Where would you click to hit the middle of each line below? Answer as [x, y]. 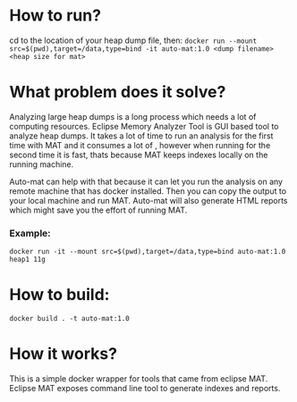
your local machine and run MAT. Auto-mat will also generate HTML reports [148, 200]
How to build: [59, 295]
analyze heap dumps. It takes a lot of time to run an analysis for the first [141, 136]
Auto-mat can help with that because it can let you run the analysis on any [146, 181]
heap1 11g [28, 260]
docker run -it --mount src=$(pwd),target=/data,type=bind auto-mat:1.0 [148, 252]
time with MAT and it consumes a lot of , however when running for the [140, 145]
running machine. [42, 164]
